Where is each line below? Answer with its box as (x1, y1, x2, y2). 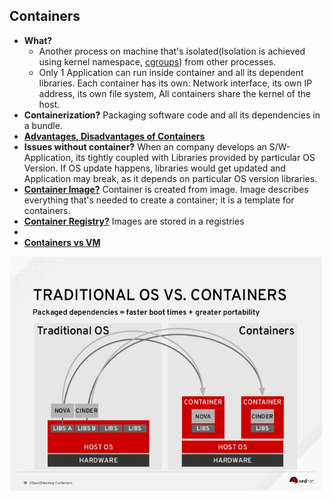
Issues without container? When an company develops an (23, 140, 267, 153)
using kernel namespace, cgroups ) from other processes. (38, 55, 277, 68)
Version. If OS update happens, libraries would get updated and (23, 162, 286, 174)
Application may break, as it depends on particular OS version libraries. (23, 172, 318, 184)
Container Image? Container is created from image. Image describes (23, 183, 309, 195)
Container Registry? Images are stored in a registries (23, 215, 245, 227)
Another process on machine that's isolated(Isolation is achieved (38, 45, 306, 57)
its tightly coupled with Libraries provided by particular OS (75, 151, 316, 163)
